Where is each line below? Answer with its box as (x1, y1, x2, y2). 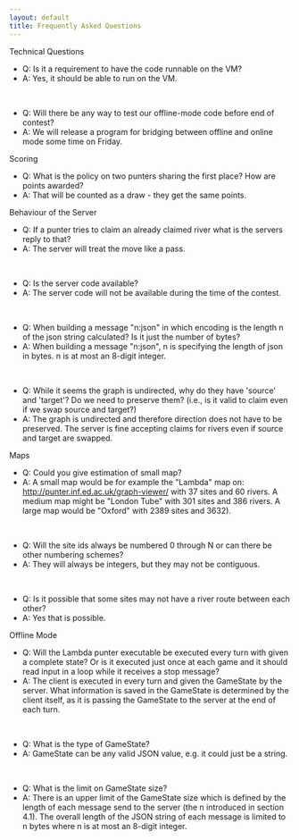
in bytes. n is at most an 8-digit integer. (21, 350, 167, 361)
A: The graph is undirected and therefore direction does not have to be (21, 413, 283, 424)
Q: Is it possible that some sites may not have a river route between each (21, 593, 290, 604)
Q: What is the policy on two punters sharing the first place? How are (21, 171, 277, 181)
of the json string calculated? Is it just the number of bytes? (21, 332, 241, 342)
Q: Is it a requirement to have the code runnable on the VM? (21, 63, 243, 74)
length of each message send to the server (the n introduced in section (21, 802, 284, 812)
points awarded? (21, 180, 84, 190)
